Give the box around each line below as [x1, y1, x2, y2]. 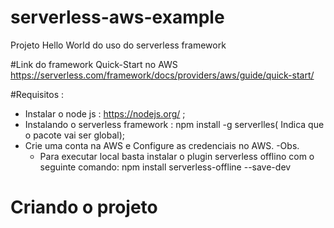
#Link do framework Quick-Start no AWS [10, 58, 178, 70]
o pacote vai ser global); [24, 129, 126, 141]
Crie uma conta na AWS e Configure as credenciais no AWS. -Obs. [24, 139, 300, 151]
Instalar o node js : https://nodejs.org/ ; [24, 107, 186, 120]
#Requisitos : [10, 88, 65, 100]
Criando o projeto [10, 196, 158, 219]
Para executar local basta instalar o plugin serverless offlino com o [39, 150, 315, 162]
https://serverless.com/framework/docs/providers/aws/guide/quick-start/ [10, 69, 315, 81]
